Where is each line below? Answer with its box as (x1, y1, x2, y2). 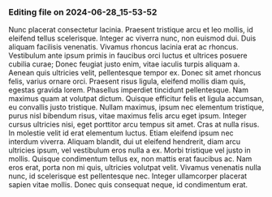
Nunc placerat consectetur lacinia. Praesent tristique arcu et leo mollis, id (8, 25, 253, 35)
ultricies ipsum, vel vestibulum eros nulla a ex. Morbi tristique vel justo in (8, 145, 251, 156)
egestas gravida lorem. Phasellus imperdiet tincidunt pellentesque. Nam (8, 85, 249, 95)
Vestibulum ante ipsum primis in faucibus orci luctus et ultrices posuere (8, 51, 248, 61)
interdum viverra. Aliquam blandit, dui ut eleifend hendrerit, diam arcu (8, 137, 241, 147)
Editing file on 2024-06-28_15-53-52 (8, 6, 158, 18)
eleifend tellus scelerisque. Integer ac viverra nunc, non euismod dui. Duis (8, 33, 257, 43)
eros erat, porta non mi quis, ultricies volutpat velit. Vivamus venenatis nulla (8, 163, 261, 173)
